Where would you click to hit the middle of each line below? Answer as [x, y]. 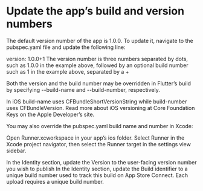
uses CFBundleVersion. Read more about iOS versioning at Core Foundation [101, 108]
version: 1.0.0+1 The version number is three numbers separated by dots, [97, 59]
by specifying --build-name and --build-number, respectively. [83, 89]
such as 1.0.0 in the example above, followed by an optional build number [97, 65]
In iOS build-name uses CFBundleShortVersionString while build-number [97, 102]
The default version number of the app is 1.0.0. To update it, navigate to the [100, 40]
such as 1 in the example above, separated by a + [68, 71]
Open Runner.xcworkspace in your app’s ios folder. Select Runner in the [95, 138]
